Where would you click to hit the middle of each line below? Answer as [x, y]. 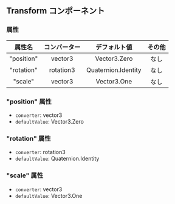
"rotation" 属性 [29, 138]
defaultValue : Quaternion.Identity [57, 159]
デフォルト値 [114, 47]
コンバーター [62, 47]
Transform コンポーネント [56, 11]
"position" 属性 [29, 101]
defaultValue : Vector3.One [49, 195]
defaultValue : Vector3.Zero [49, 121]
